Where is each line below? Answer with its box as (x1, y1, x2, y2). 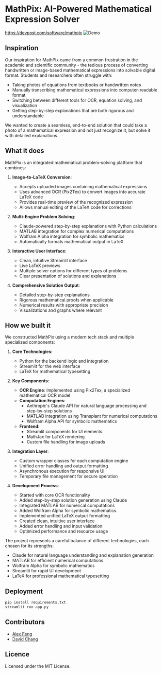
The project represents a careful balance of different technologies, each (5, 538, 149, 544)
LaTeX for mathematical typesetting (19, 369, 91, 374)
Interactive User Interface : (12, 248, 66, 254)
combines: (5, 164, 26, 171)
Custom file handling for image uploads (26, 439, 106, 445)
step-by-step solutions (26, 408, 72, 414)
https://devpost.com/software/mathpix (5, 30, 82, 35)
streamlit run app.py (5, 604, 49, 610)
